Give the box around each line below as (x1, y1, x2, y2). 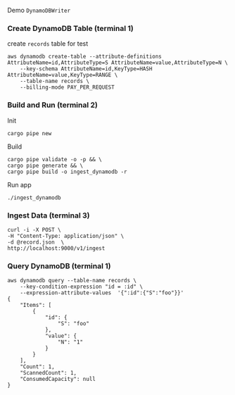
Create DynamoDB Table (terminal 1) (7, 23, 134, 33)
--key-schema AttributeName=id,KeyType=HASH (20, 65, 153, 73)
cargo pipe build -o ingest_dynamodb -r (7, 168, 128, 175)
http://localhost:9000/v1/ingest (7, 244, 106, 252)
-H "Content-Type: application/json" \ (7, 232, 125, 239)
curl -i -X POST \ (7, 226, 61, 233)
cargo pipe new (7, 130, 52, 137)
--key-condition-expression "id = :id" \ (20, 283, 143, 291)
